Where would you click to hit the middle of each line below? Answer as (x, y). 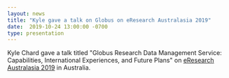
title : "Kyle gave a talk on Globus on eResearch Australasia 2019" (109, 20)
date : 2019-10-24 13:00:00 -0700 (58, 26)
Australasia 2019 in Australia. (49, 68)
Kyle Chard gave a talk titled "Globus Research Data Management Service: (114, 53)
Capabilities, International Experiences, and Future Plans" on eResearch (111, 61)
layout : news (26, 14)
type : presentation (36, 33)
